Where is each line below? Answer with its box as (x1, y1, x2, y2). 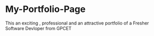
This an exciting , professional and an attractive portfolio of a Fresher (5, 20, 149, 26)
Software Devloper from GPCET (5, 25, 72, 31)
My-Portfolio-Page (5, 3, 86, 15)
